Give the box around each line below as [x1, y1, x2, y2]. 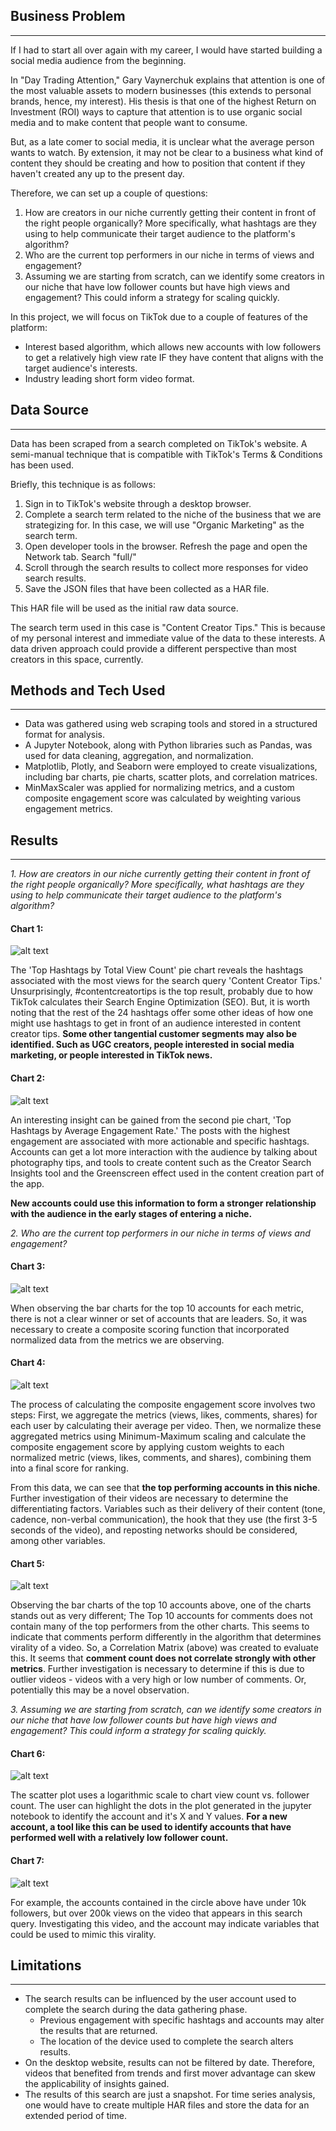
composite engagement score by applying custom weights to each [10, 1441, 285, 1453]
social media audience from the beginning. [10, 54, 187, 66]
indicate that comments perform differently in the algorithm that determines [10, 1631, 322, 1643]
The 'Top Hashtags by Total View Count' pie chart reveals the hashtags [10, 964, 304, 976]
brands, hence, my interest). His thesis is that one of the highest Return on [10, 95, 317, 107]
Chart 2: [10, 1072, 46, 1084]
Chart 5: [10, 1557, 46, 1569]
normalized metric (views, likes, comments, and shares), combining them [10, 1452, 312, 1464]
